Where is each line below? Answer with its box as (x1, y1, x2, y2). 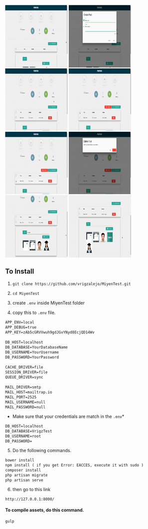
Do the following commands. (12, 447, 71, 453)
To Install (5, 267, 34, 276)
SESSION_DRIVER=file (5, 369, 48, 375)
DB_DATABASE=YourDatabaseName (5, 344, 68, 350)
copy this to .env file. (12, 309, 56, 315)
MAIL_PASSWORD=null (5, 404, 46, 410)
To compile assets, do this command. (5, 507, 84, 513)
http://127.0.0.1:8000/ (5, 497, 55, 502)
